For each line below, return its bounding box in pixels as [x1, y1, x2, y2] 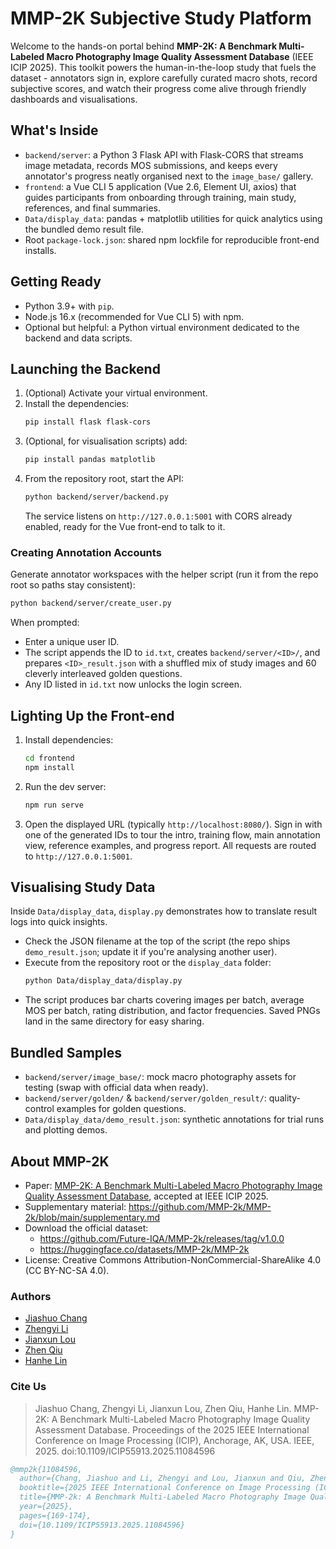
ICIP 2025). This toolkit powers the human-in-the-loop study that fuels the [10, 61, 317, 73]
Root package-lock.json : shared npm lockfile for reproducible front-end [24, 233, 320, 246]
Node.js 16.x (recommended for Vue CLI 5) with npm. [24, 310, 245, 322]
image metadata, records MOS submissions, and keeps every [24, 159, 278, 171]
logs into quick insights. [10, 916, 108, 928]
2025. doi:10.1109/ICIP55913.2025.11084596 [34, 1445, 216, 1457]
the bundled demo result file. [24, 223, 144, 235]
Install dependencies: [24, 733, 114, 746]
